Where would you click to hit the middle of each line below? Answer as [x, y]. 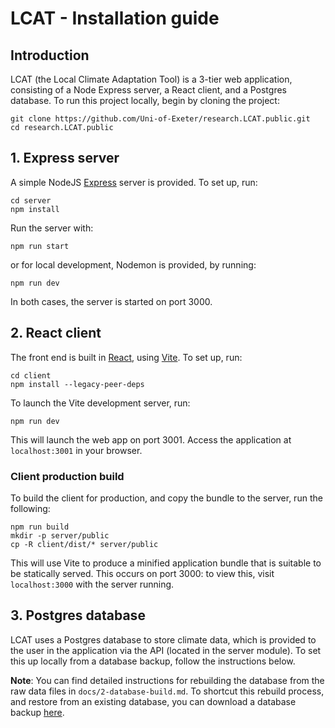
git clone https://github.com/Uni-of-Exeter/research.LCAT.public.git [160, 119]
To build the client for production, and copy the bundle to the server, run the [166, 498]
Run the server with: [52, 228]
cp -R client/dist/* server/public [84, 544]
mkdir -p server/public [60, 535]
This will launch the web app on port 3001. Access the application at [151, 439]
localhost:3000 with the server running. [92, 584]
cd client [31, 375]
